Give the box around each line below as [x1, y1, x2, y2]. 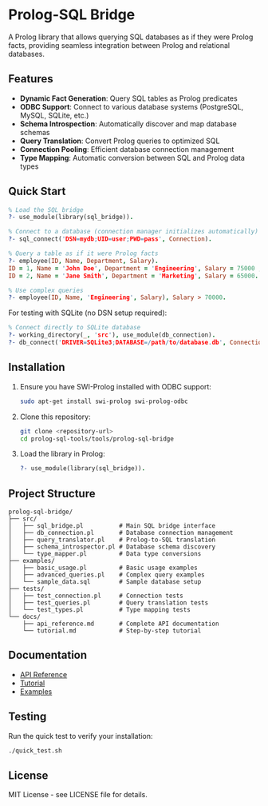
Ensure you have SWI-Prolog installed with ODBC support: [19, 381, 211, 391]
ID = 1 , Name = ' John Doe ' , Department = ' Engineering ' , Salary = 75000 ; [8, 264, 262, 273]
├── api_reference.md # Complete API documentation [22, 620, 219, 628]
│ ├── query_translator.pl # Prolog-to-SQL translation [8, 536, 216, 545]
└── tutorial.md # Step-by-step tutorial [22, 627, 202, 635]
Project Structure [8, 486, 96, 501]
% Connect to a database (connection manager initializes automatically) [8, 228, 259, 236]
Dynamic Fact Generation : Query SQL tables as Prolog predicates [19, 94, 238, 103]
